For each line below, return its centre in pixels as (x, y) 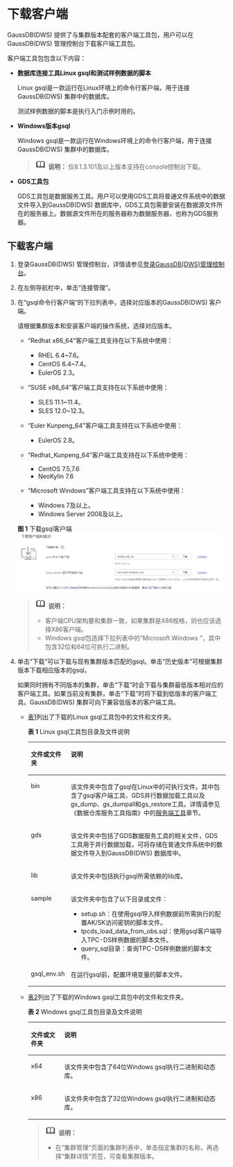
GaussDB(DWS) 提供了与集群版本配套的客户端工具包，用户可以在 (101, 35)
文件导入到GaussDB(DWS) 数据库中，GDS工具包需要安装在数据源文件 (117, 205)
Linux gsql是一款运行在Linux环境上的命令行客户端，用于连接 (103, 87)
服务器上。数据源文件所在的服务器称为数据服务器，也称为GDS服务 (124, 213)
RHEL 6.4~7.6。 (60, 355)
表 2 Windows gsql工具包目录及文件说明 (85, 1012)
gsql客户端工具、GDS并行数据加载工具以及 (144, 795)
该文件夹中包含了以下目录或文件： (119, 899)
